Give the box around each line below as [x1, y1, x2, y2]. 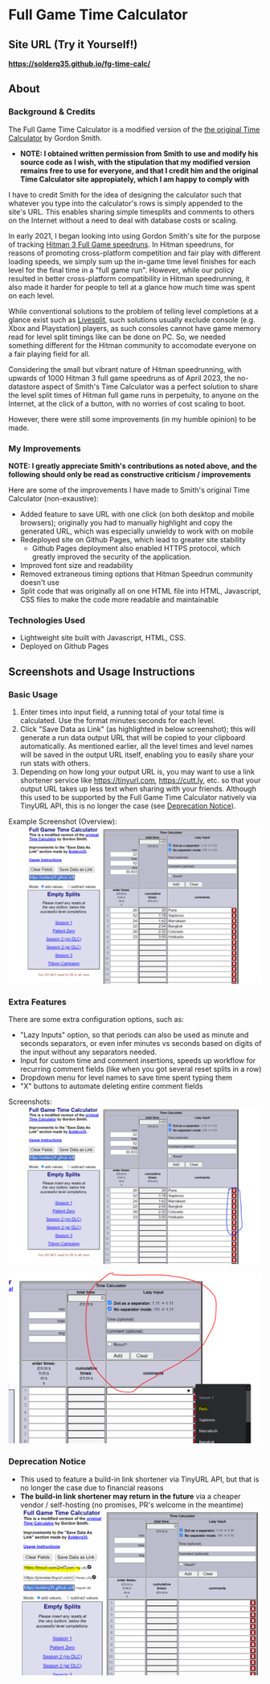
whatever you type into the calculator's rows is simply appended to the [8, 198, 243, 208]
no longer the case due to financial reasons [19, 1482, 164, 1492]
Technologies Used [8, 615, 86, 626]
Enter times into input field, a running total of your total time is [19, 707, 225, 717]
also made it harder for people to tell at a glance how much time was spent [8, 282, 256, 292]
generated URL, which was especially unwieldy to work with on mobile [19, 526, 255, 536]
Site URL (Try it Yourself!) [8, 38, 138, 51]
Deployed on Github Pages [19, 641, 109, 652]
